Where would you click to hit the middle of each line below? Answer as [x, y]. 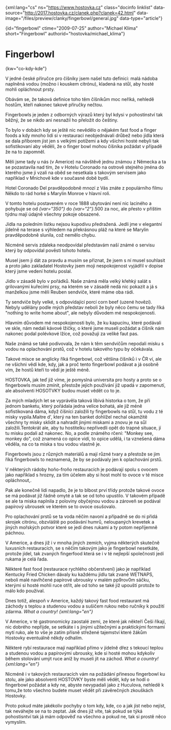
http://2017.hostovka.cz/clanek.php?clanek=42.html [79, 13]
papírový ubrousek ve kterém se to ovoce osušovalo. [61, 506]
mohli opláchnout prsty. [30, 89]
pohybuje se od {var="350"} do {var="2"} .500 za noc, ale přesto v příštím [83, 208]
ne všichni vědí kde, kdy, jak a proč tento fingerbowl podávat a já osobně [82, 364]
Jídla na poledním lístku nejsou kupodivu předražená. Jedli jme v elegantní [84, 224]
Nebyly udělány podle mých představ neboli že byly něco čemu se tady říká [85, 307]
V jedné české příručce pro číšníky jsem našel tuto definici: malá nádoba [82, 78]
